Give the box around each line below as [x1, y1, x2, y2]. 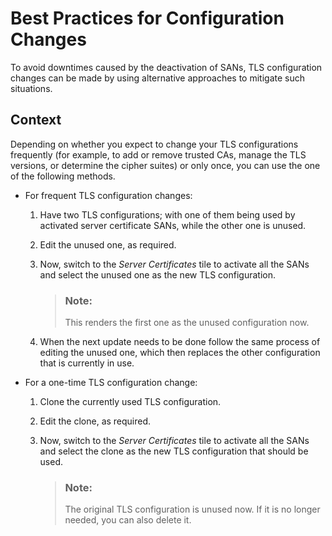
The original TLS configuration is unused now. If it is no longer [64, 503, 321, 516]
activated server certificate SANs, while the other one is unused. [39, 219, 307, 231]
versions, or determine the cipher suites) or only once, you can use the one [10, 159, 321, 171]
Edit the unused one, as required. [39, 238, 177, 251]
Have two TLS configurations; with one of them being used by [39, 208, 296, 221]
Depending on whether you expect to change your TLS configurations [10, 138, 299, 150]
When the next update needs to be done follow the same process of [39, 336, 321, 348]
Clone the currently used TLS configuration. [39, 396, 222, 408]
